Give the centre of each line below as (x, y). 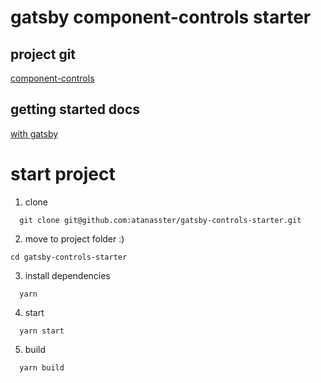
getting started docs (75, 109)
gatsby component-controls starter (161, 17)
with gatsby (34, 133)
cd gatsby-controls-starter (69, 257)
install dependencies (67, 275)
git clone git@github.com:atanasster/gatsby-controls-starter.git (160, 220)
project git (43, 54)
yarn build (42, 367)
